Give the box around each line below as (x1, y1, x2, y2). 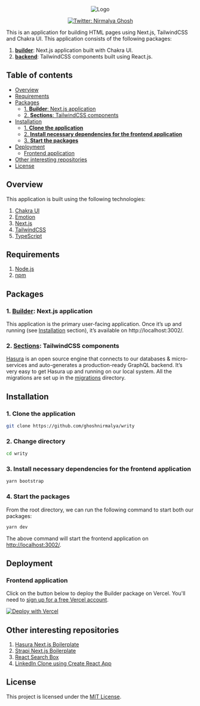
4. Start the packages (6, 492, 70, 501)
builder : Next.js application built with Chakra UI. (14, 47, 133, 54)
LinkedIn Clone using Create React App (14, 660, 112, 667)
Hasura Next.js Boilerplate (14, 641, 79, 648)
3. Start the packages (23, 137, 79, 144)
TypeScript (14, 232, 42, 239)
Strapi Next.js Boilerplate (14, 648, 76, 654)
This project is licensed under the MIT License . (6, 693, 122, 700)
